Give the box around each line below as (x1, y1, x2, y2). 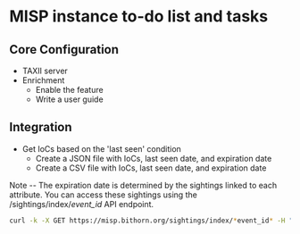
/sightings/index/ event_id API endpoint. (9, 198, 154, 209)
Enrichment (21, 75, 65, 86)
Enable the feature (35, 85, 104, 95)
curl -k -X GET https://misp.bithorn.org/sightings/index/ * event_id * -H (9, 216, 286, 225)
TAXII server (21, 65, 69, 76)
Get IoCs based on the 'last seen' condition (21, 143, 181, 154)
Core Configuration (9, 42, 119, 57)
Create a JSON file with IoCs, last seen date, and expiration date (35, 153, 272, 163)
